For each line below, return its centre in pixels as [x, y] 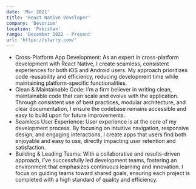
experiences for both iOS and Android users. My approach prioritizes [101, 70]
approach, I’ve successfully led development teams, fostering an [96, 160]
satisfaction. [30, 147]
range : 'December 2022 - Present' [50, 35]
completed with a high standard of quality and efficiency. [86, 180]
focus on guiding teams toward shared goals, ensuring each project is [102, 173]
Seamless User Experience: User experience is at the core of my [96, 121]
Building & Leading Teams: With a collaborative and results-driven [97, 154]
